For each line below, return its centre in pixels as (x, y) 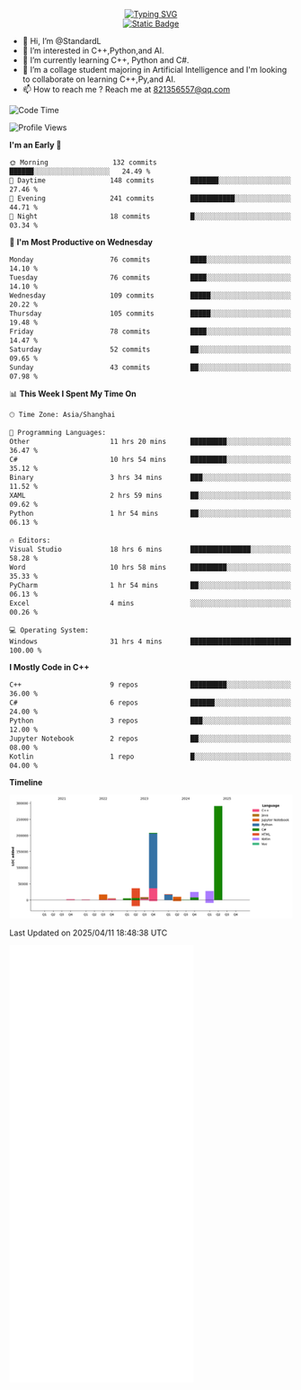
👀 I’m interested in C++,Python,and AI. (93, 50)
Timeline (26, 782)
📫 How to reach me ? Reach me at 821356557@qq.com (126, 89)
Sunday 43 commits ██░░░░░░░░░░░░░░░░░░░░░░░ (150, 367)
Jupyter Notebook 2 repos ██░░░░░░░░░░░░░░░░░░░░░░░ (150, 739)
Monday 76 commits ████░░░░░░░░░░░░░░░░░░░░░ (150, 260)
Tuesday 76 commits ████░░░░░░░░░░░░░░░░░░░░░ (150, 278)
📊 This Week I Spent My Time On (73, 394)
